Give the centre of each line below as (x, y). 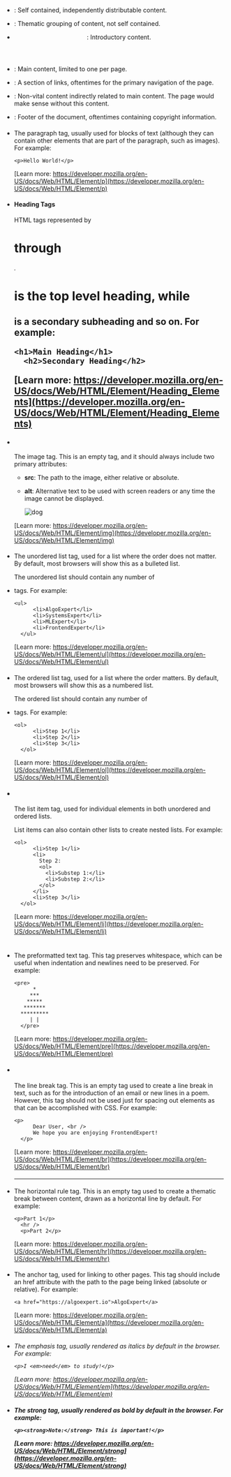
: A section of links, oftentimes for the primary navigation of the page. (114, 82)
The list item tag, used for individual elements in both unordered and (112, 809)
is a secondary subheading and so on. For (106, 322)
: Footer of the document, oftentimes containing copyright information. (115, 117)
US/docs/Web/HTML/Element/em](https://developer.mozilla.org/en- (112, 1386)
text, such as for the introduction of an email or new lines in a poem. (112, 1093)
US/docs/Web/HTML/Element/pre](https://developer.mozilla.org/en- (112, 1046)
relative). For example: (46, 1289)
